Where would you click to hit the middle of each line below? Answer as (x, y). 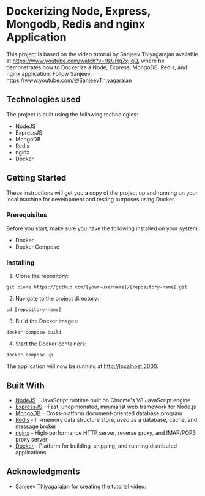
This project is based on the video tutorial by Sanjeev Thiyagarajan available (102, 54)
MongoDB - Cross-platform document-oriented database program (99, 413)
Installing (20, 263)
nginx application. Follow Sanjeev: (49, 73)
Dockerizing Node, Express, (79, 11)
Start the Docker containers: (51, 344)
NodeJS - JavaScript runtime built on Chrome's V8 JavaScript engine (103, 400)
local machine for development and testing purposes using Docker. (91, 199)
